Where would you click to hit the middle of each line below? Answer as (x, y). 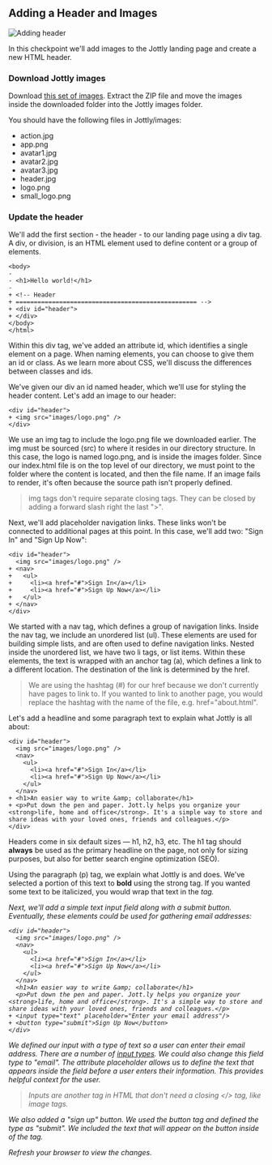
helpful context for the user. (55, 1080)
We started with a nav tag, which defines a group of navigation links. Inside (134, 626)
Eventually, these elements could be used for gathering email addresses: (130, 916)
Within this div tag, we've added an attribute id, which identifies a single (128, 346)
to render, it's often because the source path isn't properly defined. (121, 483)
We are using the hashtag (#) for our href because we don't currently (143, 685)
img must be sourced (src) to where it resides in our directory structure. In (132, 448)
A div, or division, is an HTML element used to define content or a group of (133, 243)
